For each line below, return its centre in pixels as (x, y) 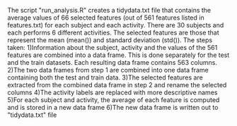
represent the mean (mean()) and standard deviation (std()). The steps (110, 40)
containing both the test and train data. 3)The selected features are (105, 77)
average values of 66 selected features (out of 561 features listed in (106, 18)
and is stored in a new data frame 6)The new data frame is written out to (113, 107)
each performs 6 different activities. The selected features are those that (113, 32)
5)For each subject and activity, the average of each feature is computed (114, 100)
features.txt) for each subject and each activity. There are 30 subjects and (116, 25)
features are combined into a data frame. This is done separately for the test (118, 55)
